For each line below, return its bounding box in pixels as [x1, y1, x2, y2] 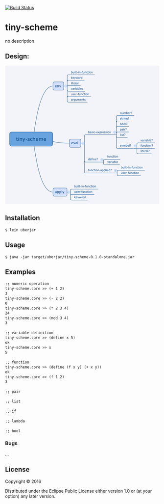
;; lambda [5, 419, 25, 424]
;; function [5, 360, 29, 365]
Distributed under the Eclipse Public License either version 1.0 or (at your [5, 488, 152, 494]
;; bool [5, 428, 21, 434]
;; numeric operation [5, 281, 49, 287]
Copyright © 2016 [5, 478, 42, 484]
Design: [5, 52, 29, 61]
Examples [5, 268, 36, 276]
